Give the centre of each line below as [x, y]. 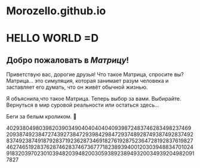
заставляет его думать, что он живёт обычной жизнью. [77, 87]
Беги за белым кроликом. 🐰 [41, 117]
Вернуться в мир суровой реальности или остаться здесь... [83, 105]
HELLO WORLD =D [53, 38]
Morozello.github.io [56, 11]
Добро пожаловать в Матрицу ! [68, 60]
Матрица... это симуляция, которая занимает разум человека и [87, 81]
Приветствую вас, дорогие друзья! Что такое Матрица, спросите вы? [95, 74]
